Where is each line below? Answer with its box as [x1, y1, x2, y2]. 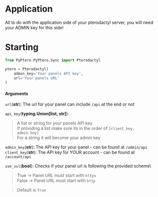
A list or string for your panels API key [16, 120, 93, 126]
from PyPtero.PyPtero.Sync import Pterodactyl [5, 57, 101, 63]
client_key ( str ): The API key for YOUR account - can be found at [5, 149, 135, 155]
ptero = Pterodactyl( [5, 67, 49, 72]
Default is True [16, 187, 46, 193]
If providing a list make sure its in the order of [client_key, [16, 125, 135, 131]
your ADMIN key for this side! [5, 24, 64, 30]
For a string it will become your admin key [16, 135, 101, 141]
